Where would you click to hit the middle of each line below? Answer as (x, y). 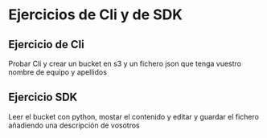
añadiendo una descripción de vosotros (74, 125)
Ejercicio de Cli (46, 45)
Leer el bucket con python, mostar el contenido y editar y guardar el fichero (134, 116)
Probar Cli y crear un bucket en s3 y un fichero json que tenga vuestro (125, 63)
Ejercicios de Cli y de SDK (96, 15)
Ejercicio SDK (43, 97)
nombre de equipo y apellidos (58, 72)
